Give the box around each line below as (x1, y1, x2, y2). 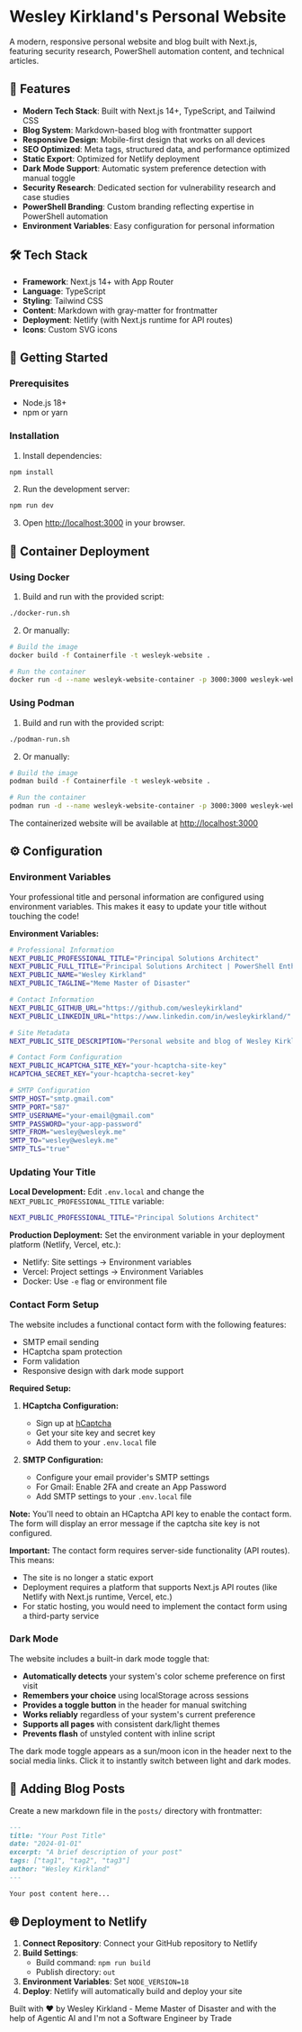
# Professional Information (9, 945, 115, 955)
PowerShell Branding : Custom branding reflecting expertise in (22, 201, 254, 212)
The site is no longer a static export (22, 1571, 154, 1583)
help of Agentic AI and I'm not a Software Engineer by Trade (9, 2013, 232, 2024)
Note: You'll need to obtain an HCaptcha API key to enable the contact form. (9, 1508, 292, 1519)
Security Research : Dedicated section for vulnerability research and (22, 182, 277, 193)
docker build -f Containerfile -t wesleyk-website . (9, 651, 211, 660)
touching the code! (9, 911, 79, 921)
